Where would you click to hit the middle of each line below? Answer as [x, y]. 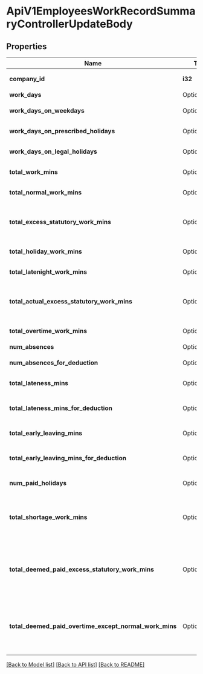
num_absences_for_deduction [54, 363]
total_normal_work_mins [46, 192]
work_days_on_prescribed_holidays [62, 131]
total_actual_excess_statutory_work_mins [71, 301]
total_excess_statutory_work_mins [60, 222]
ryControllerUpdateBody [69, 24]
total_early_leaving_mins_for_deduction [68, 458]
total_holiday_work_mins [46, 251]
